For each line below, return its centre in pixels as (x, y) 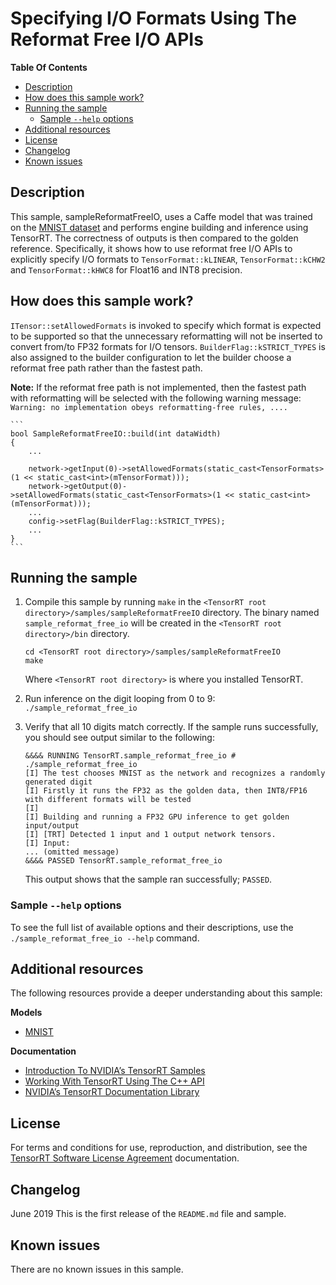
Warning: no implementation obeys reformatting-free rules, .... (149, 407)
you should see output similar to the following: (119, 738)
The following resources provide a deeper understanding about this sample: (166, 993)
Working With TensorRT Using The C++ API (114, 1081)
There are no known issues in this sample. (97, 1269)
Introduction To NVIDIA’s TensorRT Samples (115, 1071)
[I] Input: (47, 843)
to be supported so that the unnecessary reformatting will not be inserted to (166, 336)
